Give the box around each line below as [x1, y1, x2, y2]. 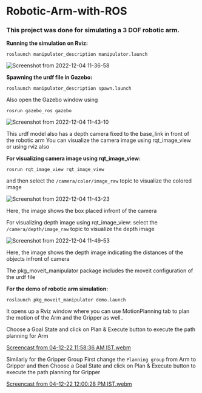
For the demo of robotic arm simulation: [6, 285, 109, 292]
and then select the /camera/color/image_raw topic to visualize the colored [6, 177, 192, 184]
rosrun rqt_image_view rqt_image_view [6, 167, 104, 173]
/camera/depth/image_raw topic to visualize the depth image [6, 226, 155, 233]
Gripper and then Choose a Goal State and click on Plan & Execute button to [6, 362, 196, 369]
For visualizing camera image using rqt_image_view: [6, 155, 141, 162]
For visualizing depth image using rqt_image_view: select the [6, 219, 158, 226]
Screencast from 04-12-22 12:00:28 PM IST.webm [6, 380, 132, 388]
